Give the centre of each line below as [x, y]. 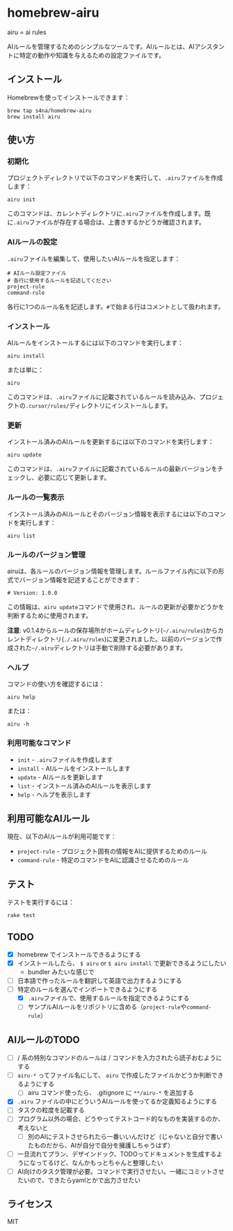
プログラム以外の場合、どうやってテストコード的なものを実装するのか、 [121, 1119]
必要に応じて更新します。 [74, 477]
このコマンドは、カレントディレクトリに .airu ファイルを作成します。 [106, 213]
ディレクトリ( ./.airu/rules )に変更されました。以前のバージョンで [121, 639]
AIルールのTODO [43, 1040]
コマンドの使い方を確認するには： [56, 684]
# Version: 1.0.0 [32, 593]
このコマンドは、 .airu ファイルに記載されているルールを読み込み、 [103, 397]
